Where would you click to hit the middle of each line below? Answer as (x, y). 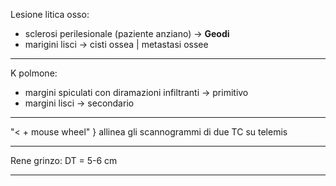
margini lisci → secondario (79, 103)
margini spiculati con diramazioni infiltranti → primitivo (136, 92)
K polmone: (34, 73)
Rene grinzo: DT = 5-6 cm (64, 160)
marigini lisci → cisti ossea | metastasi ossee (116, 44)
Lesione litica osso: (50, 14)
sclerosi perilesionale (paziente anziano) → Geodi (127, 33)
